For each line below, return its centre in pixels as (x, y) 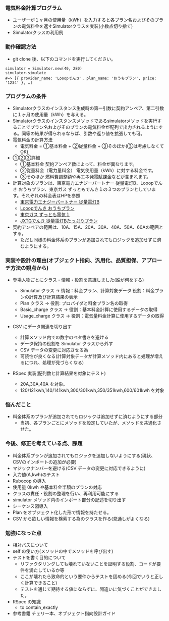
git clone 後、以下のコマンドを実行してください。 (64, 59)
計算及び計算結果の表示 (53, 297)
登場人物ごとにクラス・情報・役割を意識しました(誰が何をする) (78, 280)
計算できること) (41, 583)
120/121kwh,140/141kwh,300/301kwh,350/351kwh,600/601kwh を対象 (92, 390)
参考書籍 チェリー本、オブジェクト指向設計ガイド (64, 613)
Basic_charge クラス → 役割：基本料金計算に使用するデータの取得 (89, 309)
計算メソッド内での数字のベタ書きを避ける (64, 337)
